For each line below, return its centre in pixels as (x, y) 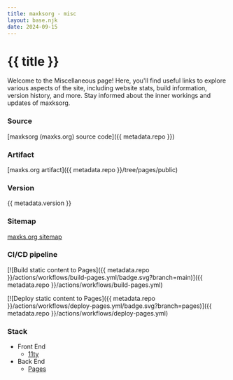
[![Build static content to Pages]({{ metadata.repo (78, 269)
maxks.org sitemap (35, 237)
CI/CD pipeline (33, 255)
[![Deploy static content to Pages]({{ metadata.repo (82, 298)
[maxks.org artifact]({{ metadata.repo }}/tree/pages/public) (93, 169)
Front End (31, 346)
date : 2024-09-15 (33, 27)
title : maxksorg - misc (42, 14)
